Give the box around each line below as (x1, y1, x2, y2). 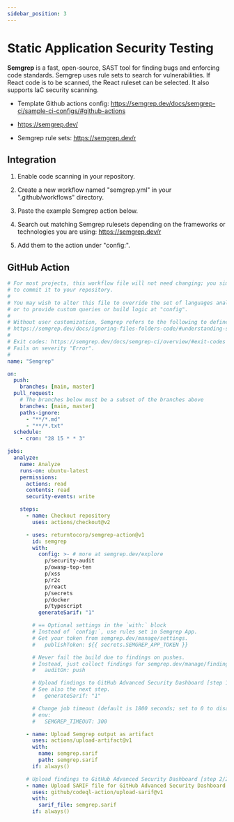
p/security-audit (44, 558, 95, 565)
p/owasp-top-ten (44, 564, 92, 571)
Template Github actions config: (17, 99, 109, 107)
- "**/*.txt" (25, 422, 64, 429)
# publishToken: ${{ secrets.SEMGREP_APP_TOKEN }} (32, 641, 189, 648)
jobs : (7, 448, 23, 455)
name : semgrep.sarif (38, 750, 98, 757)
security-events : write (25, 493, 95, 500)
